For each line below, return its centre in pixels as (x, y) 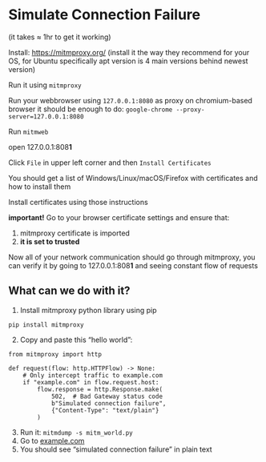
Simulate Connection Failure (105, 15)
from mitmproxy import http (55, 354)
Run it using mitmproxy (45, 85)
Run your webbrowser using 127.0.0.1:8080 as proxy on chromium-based (130, 100)
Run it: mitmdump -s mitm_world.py (77, 432)
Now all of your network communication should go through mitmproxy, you (132, 257)
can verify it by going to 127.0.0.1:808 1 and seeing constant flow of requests (133, 265)
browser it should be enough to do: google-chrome (91, 109)
